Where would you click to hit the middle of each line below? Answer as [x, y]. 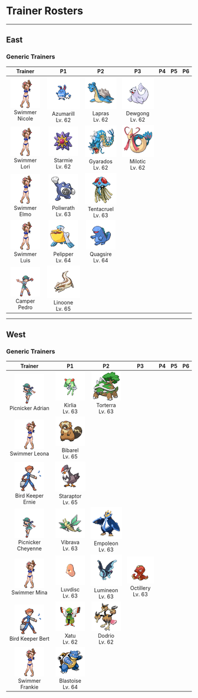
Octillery [140, 588]
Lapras [101, 113]
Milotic [138, 161]
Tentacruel [100, 209]
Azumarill [63, 114]
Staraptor [70, 496]
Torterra [106, 405]
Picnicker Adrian [29, 408]
